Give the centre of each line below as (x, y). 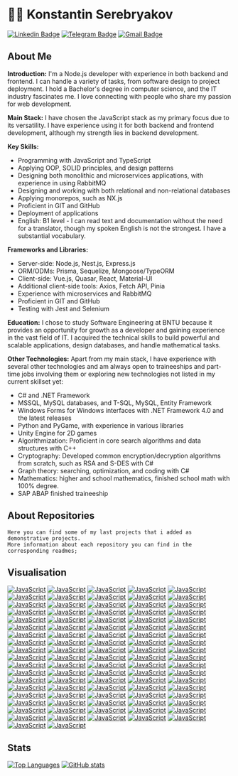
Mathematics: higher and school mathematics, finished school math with (124, 478)
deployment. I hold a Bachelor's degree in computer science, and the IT (112, 89)
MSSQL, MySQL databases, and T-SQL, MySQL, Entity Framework (114, 403)
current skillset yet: (36, 381)
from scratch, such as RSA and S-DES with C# (86, 463)
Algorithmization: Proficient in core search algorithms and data (109, 441)
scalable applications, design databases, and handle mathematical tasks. (114, 345)
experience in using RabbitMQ (62, 183)
